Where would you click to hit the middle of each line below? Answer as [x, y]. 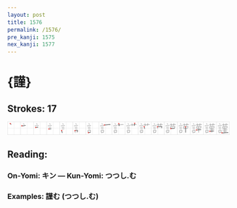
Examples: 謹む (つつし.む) [53, 196]
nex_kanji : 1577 [31, 45]
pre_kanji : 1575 [31, 37]
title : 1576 [25, 22]
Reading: [28, 155]
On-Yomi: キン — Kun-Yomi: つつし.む [72, 176]
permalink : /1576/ [34, 30]
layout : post [26, 15]
